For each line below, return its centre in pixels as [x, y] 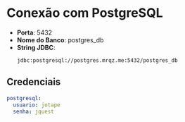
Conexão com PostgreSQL [85, 13]
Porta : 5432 [34, 32]
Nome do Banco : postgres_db [60, 39]
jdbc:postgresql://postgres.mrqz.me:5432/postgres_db [97, 60]
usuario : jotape [37, 105]
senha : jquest [33, 111]
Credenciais [34, 82]
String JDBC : [36, 47]
